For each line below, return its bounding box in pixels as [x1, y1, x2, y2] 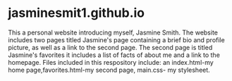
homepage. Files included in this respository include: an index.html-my [8, 58, 214, 66]
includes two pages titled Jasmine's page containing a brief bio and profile [8, 35, 225, 44]
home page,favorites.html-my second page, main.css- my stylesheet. [8, 66, 210, 74]
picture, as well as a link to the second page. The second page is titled [8, 43, 213, 51]
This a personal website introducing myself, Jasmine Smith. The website [8, 28, 218, 37]
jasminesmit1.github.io [8, 5, 145, 21]
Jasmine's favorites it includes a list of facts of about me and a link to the [8, 51, 221, 59]
